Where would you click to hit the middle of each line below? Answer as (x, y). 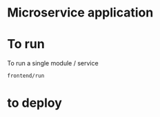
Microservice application (80, 13)
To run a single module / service (53, 63)
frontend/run (26, 76)
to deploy (34, 103)
